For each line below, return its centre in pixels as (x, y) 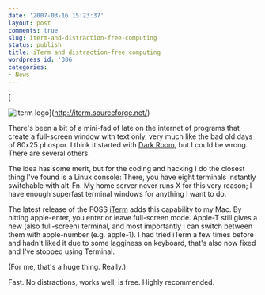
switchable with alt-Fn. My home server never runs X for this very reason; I (130, 185)
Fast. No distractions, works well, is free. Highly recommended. (112, 282)
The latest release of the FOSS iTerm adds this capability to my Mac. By (125, 209)
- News (19, 75)
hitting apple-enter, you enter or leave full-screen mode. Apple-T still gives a (133, 217)
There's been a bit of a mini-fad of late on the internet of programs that (124, 128)
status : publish (35, 45)
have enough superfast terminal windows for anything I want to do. (117, 193)
